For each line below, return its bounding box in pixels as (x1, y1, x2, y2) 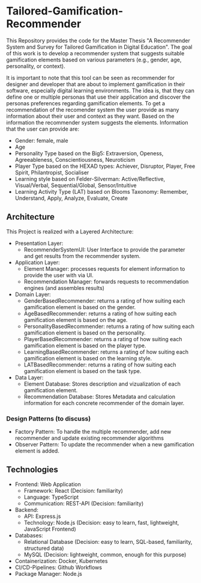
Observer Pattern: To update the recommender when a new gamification (14, 441, 195, 448)
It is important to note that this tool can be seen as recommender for (6, 74, 175, 81)
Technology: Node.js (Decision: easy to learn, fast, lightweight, (23, 519, 179, 526)
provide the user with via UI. (23, 271, 94, 279)
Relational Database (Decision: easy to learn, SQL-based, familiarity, (23, 538, 193, 545)
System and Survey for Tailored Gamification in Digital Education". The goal (6, 43, 193, 51)
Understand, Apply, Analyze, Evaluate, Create (14, 194, 128, 202)
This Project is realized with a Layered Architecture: (6, 227, 134, 235)
